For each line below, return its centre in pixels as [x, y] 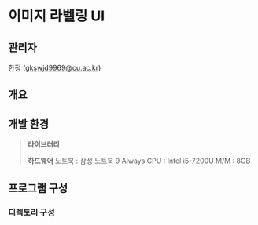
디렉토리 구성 [31, 212]
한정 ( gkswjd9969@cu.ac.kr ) [55, 68]
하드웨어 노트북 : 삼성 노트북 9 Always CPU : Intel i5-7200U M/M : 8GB [139, 161]
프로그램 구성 [38, 188]
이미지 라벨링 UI [57, 16]
